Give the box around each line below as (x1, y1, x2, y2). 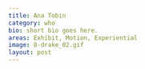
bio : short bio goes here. (8, 26, 99, 34)
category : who (8, 19, 56, 27)
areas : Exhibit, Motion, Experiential (8, 33, 138, 42)
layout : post (8, 48, 52, 56)
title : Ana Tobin (8, 11, 66, 20)
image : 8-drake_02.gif (8, 41, 84, 49)
